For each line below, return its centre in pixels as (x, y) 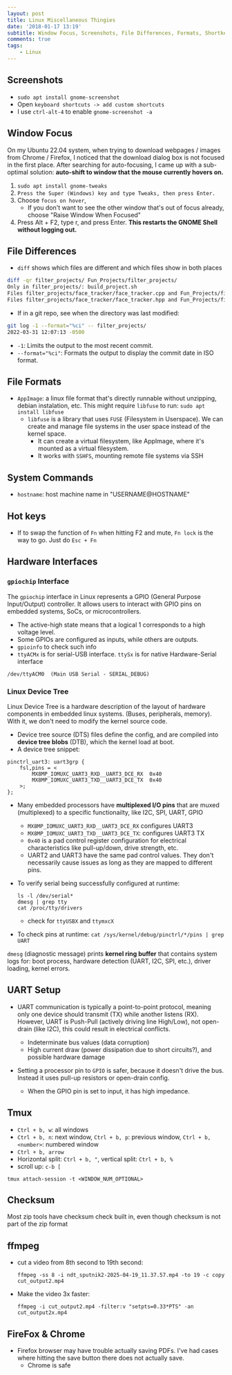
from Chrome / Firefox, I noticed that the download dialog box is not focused (116, 157)
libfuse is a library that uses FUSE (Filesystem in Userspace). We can (125, 419)
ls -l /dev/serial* (45, 896)
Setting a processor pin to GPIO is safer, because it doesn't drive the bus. (120, 1070)
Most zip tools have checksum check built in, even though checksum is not (114, 1217)
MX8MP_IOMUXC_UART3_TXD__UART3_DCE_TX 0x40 (97, 780)
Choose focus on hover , (51, 200)
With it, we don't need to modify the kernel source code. (87, 721)
